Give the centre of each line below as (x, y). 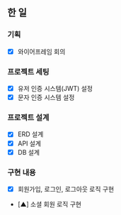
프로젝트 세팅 (28, 72)
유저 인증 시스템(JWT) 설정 (55, 89)
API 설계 (29, 143)
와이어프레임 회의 (41, 51)
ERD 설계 (30, 134)
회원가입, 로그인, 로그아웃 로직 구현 (66, 189)
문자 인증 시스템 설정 (46, 97)
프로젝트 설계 (28, 118)
